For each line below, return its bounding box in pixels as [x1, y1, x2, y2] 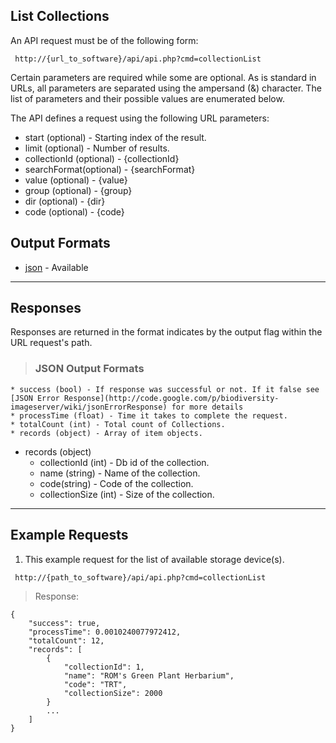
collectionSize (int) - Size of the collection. [39, 488, 215, 500]
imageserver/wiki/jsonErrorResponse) [10, 402, 168, 412]
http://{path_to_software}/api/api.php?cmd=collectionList [14, 572, 267, 583]
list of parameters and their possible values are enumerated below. [10, 92, 285, 104]
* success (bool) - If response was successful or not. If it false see [10, 384, 320, 394]
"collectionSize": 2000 [63, 688, 163, 698]
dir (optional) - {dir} [24, 195, 106, 207]
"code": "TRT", [63, 679, 128, 689]
